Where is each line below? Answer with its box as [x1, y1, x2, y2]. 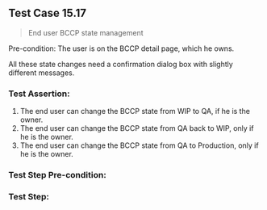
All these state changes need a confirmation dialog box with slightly [8, 59, 234, 69]
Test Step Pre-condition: [8, 170, 106, 181]
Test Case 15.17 [8, 6, 87, 20]
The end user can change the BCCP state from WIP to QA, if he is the [19, 107, 250, 116]
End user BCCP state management [27, 27, 144, 37]
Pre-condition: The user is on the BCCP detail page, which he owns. [8, 44, 235, 53]
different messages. [8, 68, 75, 78]
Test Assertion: [8, 88, 70, 99]
